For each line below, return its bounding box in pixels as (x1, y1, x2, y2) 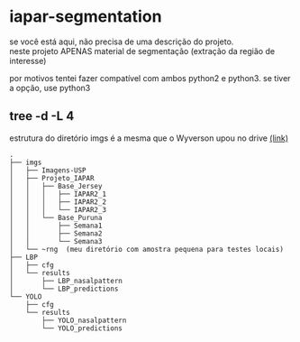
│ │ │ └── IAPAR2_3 (9, 205, 106, 214)
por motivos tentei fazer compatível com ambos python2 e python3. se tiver (9, 72, 291, 83)
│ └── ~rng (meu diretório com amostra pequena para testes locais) (9, 245, 284, 254)
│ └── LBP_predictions (9, 284, 119, 293)
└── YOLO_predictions (41, 323, 123, 333)
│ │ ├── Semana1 (9, 221, 103, 230)
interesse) (9, 55, 47, 66)
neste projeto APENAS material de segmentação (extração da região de (9, 45, 276, 56)
